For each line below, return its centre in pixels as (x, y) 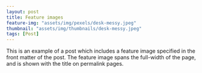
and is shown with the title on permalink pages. (65, 64)
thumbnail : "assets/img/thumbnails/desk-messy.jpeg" (74, 28)
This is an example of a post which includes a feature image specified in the (101, 51)
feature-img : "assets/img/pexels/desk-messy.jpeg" (71, 23)
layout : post (23, 12)
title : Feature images (35, 17)
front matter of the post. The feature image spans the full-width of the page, (101, 57)
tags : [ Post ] (23, 34)
